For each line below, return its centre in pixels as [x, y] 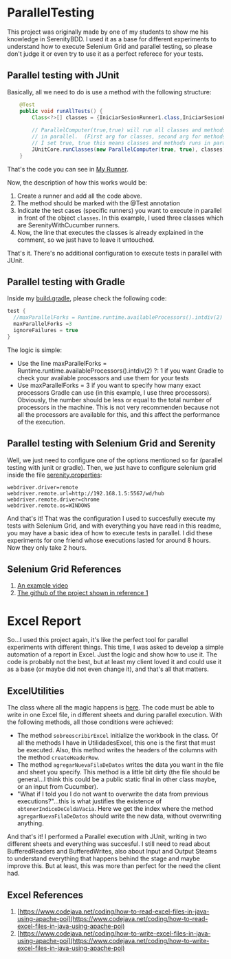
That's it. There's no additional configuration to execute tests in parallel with [114, 253]
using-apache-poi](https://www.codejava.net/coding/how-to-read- [112, 919]
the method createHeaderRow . [58, 757]
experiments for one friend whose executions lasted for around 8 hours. [109, 540]
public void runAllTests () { [61, 111]
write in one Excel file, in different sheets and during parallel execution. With [115, 715]
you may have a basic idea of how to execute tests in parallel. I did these [110, 533]
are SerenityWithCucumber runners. [68, 225]
